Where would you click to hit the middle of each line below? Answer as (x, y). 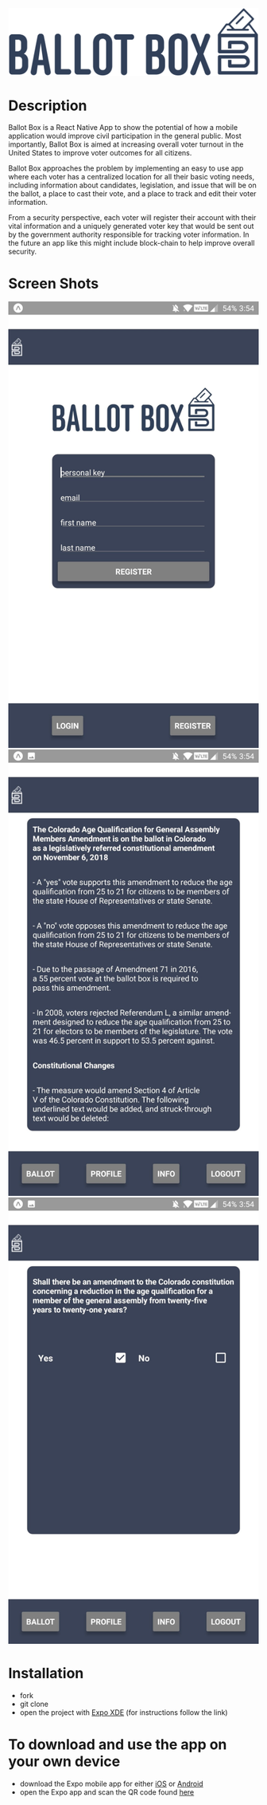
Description (48, 106)
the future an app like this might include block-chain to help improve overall (132, 243)
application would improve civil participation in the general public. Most (125, 136)
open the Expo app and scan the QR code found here (107, 1792)
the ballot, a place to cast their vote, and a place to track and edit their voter (132, 194)
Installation (46, 1673)
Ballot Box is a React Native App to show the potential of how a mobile (123, 128)
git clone (34, 1704)
